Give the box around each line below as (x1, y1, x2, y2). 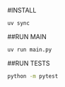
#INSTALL (7, 6, 37, 14)
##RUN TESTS (7, 59, 51, 67)
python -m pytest (7, 72, 59, 80)
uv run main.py (7, 46, 52, 53)
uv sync (7, 20, 30, 27)
